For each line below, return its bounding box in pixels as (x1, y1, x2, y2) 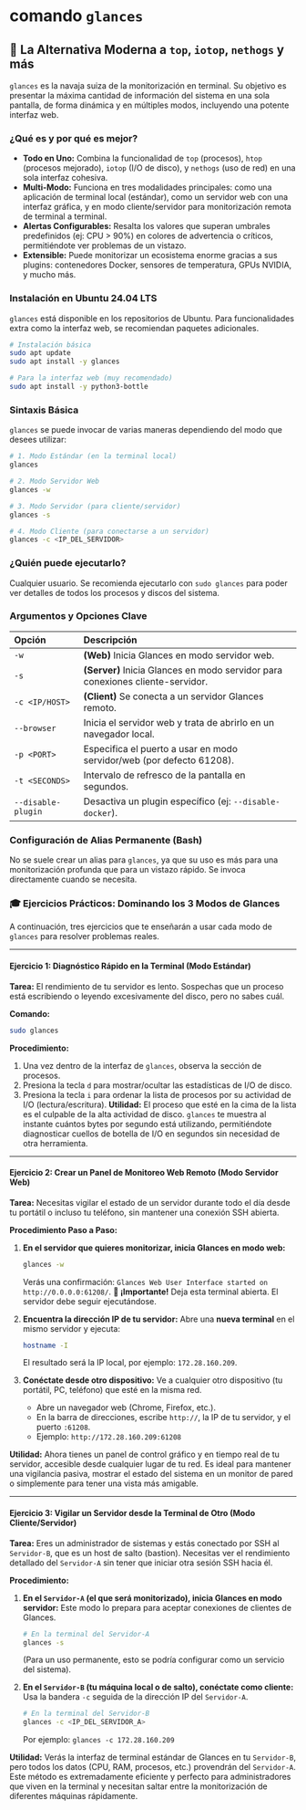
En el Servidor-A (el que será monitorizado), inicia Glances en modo (22, 1592, 282, 1603)
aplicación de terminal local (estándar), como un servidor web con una (22, 192, 289, 203)
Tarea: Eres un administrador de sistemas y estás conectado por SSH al (9, 1537, 280, 1548)
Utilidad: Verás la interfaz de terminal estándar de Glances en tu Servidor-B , (9, 1752, 296, 1763)
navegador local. (83, 727, 155, 740)
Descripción (83, 633, 138, 646)
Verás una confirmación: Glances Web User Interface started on (22, 1276, 269, 1287)
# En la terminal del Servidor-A (22, 1629, 150, 1638)
